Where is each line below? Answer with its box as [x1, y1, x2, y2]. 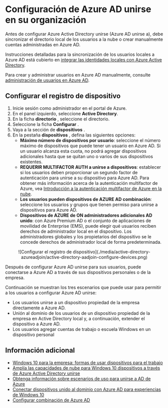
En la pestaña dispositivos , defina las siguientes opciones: [12, 132, 136, 138]
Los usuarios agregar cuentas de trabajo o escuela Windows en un [12, 326, 151, 332]
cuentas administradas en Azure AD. [5, 41, 81, 47]
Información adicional [5, 346, 75, 355]
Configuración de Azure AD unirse [5, 4, 151, 15]
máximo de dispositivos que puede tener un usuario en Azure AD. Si [20, 143, 161, 149]
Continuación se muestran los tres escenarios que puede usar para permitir [5, 284, 161, 290]
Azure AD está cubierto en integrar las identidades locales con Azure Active [5, 56, 162, 62]
